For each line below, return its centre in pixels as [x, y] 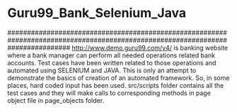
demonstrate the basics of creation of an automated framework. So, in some [118, 78]
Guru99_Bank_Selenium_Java [97, 13]
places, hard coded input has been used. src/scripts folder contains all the [116, 85]
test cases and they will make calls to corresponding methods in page [109, 93]
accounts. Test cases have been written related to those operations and [112, 62]
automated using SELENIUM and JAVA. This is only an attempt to [102, 70]
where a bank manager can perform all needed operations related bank [111, 55]
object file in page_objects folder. [56, 100]
